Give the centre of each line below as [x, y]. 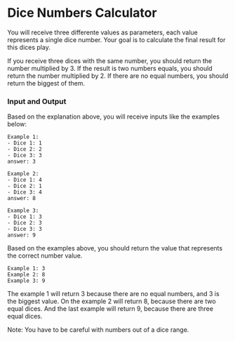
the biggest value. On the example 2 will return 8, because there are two [112, 301]
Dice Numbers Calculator [82, 13]
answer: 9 [22, 235]
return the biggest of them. [46, 83]
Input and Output [37, 101]
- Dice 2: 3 [25, 223]
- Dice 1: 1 [25, 143]
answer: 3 [22, 162]
